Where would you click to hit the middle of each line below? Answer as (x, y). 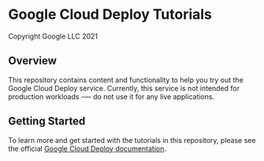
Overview (33, 61)
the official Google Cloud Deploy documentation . (87, 148)
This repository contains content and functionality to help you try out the (126, 79)
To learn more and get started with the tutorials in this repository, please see (132, 140)
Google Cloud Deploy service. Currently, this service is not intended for (124, 88)
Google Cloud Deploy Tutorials (110, 15)
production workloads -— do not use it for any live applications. (112, 97)
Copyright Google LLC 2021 (53, 36)
